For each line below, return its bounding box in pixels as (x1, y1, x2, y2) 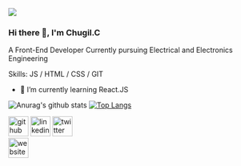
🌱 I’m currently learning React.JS (19, 85, 129, 95)
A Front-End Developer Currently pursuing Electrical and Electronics (8, 45, 234, 55)
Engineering (8, 54, 48, 63)
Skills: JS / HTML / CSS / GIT (8, 69, 104, 79)
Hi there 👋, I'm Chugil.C (8, 26, 101, 38)
